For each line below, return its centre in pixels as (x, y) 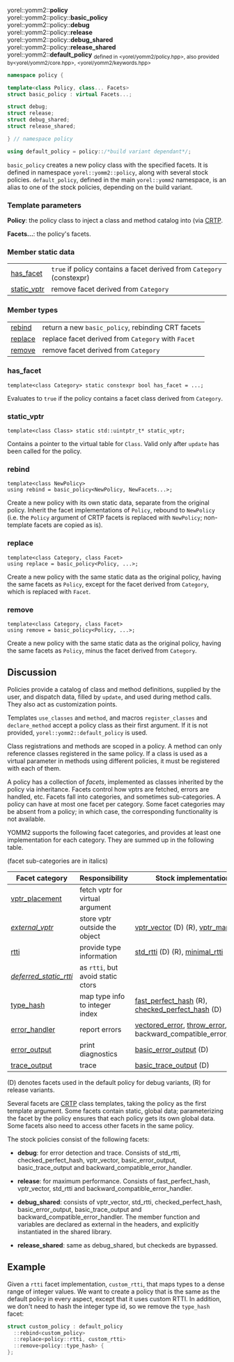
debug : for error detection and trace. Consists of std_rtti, (99, 1153)
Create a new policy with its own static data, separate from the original (109, 503)
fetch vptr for (101, 889)
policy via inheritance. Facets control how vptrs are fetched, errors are (108, 789)
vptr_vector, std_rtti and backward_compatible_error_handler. (105, 1188)
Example (26, 1267)
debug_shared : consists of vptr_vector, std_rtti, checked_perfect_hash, (119, 1202)
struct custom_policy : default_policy (65, 1326)
